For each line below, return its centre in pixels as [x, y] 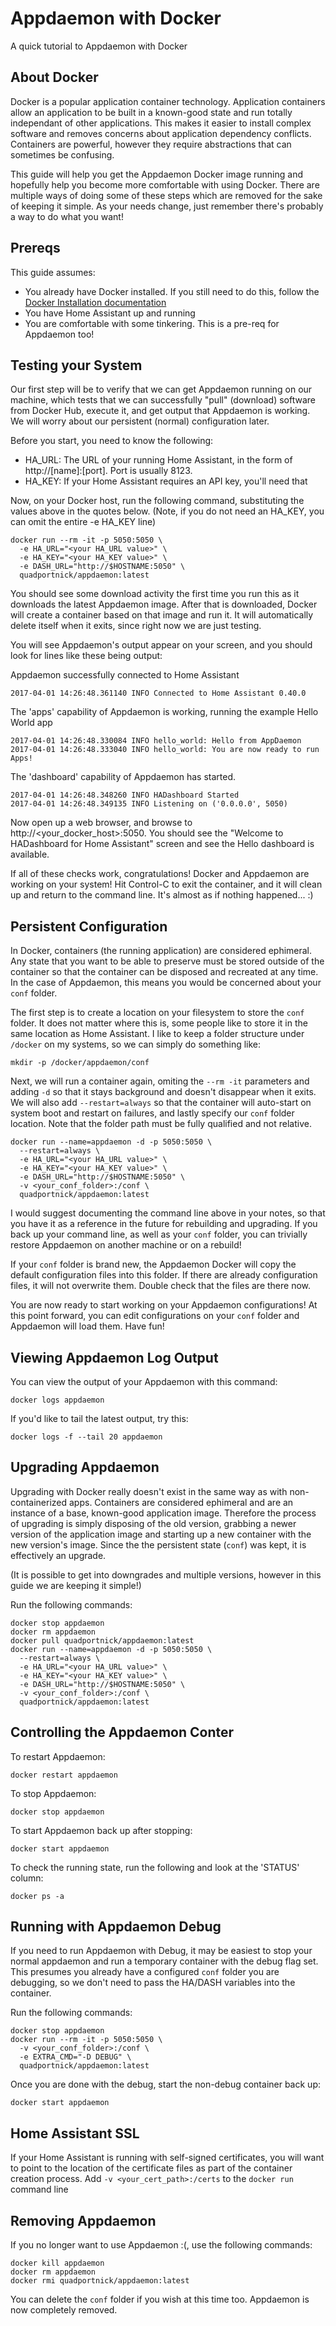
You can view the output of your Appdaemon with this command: [144, 1381]
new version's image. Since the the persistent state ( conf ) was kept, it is [158, 1544]
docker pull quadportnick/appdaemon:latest [102, 1640]
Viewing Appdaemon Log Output [114, 1357]
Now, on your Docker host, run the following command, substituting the [157, 501]
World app [31, 723]
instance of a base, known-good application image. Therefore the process [163, 1513]
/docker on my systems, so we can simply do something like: [136, 1044]
